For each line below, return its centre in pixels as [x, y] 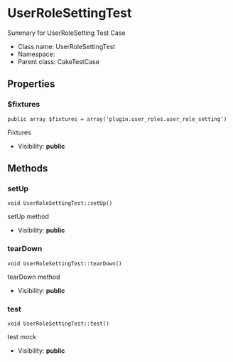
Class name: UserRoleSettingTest [66, 46]
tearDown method [34, 277]
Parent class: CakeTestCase [58, 61]
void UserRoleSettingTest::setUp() [60, 203]
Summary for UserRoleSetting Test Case [66, 33]
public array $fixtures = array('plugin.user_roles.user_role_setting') [117, 119]
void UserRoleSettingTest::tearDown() [65, 263]
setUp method [28, 217]
